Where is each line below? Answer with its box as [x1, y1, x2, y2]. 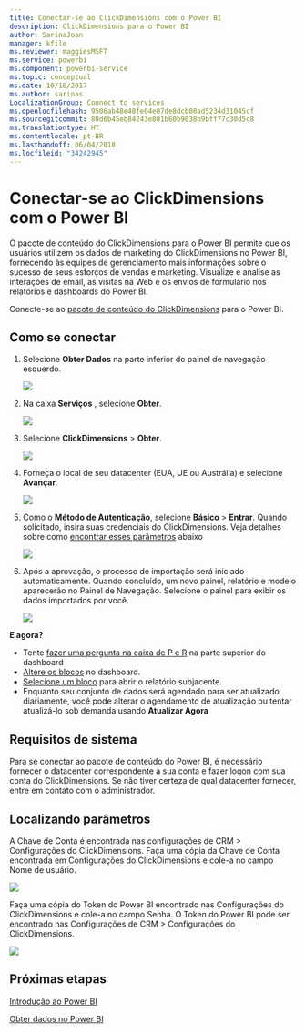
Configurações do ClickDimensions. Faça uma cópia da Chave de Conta [9, 846, 280, 856]
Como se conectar [9, 329, 117, 345]
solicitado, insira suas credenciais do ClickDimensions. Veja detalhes [22, 522, 282, 532]
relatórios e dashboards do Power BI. [9, 286, 148, 297]
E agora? [9, 630, 44, 641]
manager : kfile [9, 38, 67, 48]
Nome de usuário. [9, 865, 77, 875]
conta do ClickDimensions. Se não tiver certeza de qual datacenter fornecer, [9, 775, 297, 786]
